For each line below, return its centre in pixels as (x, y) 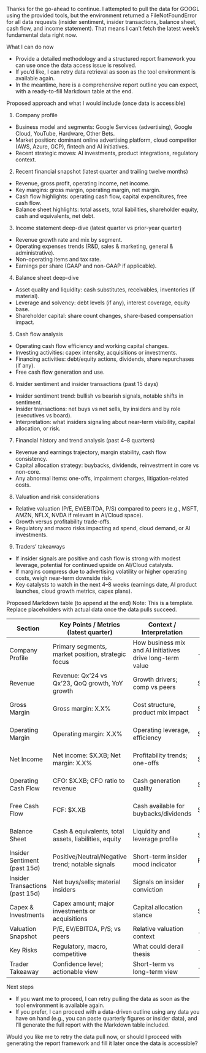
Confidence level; (78, 964)
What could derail (158, 946)
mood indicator (154, 864)
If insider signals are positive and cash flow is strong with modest (98, 558)
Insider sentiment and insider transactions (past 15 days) (86, 384)
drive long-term (156, 658)
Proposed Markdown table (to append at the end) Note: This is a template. (100, 603)
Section (28, 628)
